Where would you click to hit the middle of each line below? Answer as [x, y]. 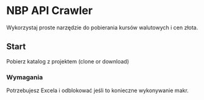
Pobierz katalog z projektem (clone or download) [68, 61]
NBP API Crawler [49, 11]
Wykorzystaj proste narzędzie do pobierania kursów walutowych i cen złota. [102, 27]
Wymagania [25, 77]
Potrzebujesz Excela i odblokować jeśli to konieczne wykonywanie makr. [98, 91]
